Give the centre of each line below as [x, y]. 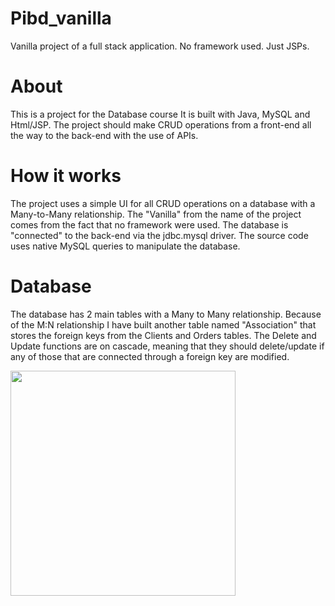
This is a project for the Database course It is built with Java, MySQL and [160, 114]
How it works [66, 176]
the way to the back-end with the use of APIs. [104, 135]
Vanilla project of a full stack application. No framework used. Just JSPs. [160, 46]
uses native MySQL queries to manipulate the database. [125, 246]
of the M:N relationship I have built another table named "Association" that [163, 324]
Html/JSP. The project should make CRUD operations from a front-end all [161, 124]
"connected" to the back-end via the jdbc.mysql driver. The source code [159, 235]
